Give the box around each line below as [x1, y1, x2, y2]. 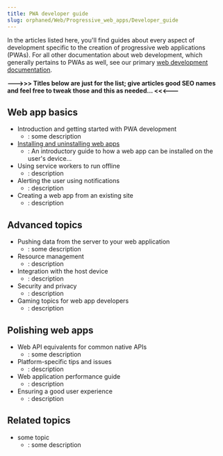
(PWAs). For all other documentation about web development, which [7, 50, 203, 59]
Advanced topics [7, 219, 83, 230]
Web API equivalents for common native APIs [17, 343, 147, 351]
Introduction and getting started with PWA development [17, 125, 177, 133]
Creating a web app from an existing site [17, 191, 133, 200]
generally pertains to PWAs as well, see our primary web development [7, 58, 208, 66]
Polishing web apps [7, 324, 94, 336]
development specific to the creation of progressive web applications [7, 43, 206, 52]
